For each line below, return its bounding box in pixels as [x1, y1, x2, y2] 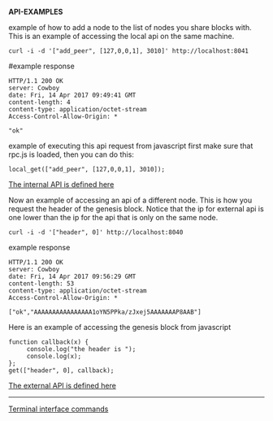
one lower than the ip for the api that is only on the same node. [8, 213, 219, 222]
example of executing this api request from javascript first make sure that [8, 141, 253, 150]
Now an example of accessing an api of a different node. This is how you [8, 195, 253, 205]
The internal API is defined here [8, 180, 115, 189]
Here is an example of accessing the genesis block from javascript [8, 323, 232, 332]
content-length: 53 [8, 280, 75, 288]
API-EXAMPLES [8, 7, 63, 16]
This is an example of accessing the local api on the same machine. [8, 32, 235, 41]
